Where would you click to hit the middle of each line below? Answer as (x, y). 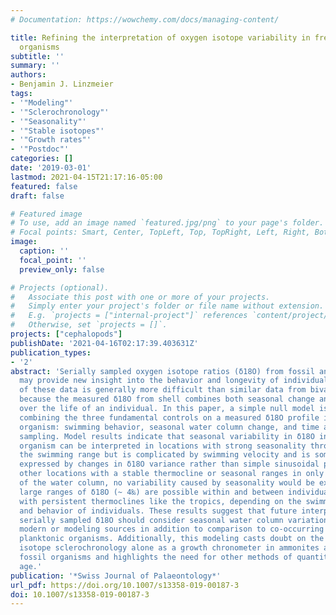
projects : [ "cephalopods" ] (66, 334)
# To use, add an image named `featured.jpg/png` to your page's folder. (167, 223)
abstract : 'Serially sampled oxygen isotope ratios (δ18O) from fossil (162, 371)
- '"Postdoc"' (40, 149)
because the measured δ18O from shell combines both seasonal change (167, 399)
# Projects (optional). (60, 287)
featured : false (44, 186)
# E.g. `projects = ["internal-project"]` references (129, 316)
